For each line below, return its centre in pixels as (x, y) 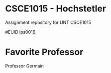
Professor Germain (24, 66)
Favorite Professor (44, 52)
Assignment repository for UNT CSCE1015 (48, 22)
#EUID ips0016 (20, 32)
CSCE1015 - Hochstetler (55, 9)
